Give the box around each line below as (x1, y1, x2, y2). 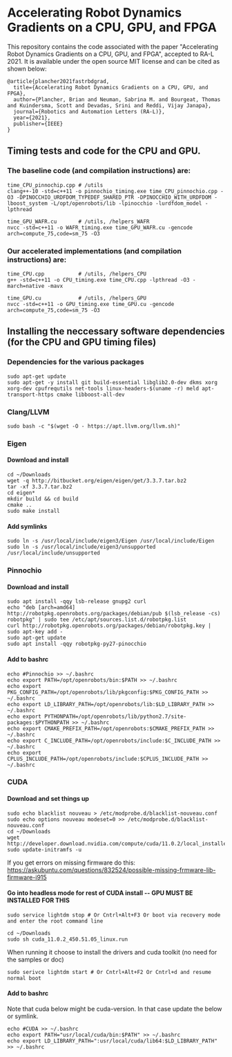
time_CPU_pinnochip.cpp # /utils (7, 181, 104, 188)
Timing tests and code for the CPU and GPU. (7, 145, 201, 157)
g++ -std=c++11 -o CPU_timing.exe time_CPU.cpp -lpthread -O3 (7, 276, 190, 283)
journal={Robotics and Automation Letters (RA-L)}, (13, 108, 166, 115)
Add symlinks (7, 522, 48, 530)
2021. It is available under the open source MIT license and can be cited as (7, 57, 220, 65)
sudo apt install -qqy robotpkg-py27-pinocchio (7, 640, 147, 648)
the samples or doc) (7, 955, 64, 964)
